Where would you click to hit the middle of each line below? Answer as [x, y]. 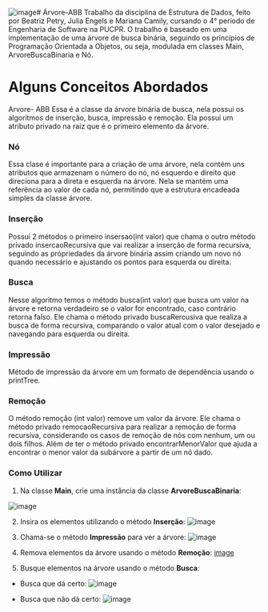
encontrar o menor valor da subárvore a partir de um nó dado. [111, 452]
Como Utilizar [35, 473]
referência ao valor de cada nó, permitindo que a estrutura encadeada [124, 190]
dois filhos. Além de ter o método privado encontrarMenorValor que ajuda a [133, 444]
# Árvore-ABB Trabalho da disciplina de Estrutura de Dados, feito [144, 12]
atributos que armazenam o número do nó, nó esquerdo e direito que [122, 173]
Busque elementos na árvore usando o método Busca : [110, 568]
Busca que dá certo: [53, 583]
